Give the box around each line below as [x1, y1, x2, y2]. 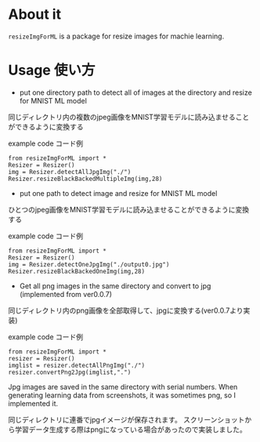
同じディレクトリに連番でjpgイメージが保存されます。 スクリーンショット [8, 415, 245, 424]
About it [8, 5, 61, 24]
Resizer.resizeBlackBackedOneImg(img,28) [8, 267, 146, 275]
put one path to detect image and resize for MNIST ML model [19, 188, 218, 197]
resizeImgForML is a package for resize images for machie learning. [8, 31, 225, 41]
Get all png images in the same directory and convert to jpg [19, 281, 211, 291]
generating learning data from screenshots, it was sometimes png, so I [8, 390, 237, 400]
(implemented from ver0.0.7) [19, 289, 112, 299]
